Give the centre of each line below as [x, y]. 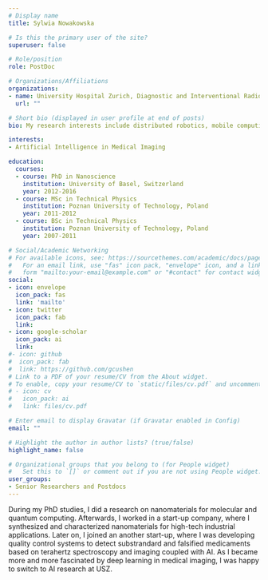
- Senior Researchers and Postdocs [67, 487]
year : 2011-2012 [50, 214]
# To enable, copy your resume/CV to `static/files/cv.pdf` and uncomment [135, 384]
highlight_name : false [46, 450]
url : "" [28, 103]
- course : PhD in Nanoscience [65, 177]
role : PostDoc [32, 67]
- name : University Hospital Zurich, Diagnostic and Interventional [124, 96]
